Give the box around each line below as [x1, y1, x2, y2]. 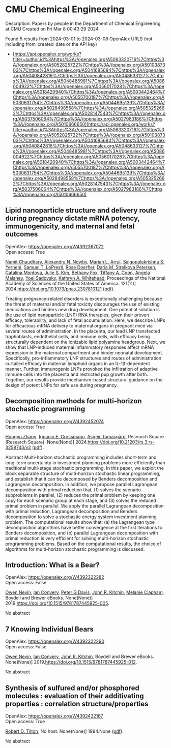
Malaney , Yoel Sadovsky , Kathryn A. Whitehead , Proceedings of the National [5, 275, 166, 281]
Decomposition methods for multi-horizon [5, 397, 142, 405]
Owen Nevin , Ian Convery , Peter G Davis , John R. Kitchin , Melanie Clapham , [5, 589, 164, 595]
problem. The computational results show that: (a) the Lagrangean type [5, 519, 155, 525]
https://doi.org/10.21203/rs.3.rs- [87, 439, 155, 445]
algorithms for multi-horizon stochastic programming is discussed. [5, 546, 145, 552]
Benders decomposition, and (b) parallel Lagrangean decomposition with [5, 530, 158, 536]
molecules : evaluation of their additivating [5, 692, 144, 700]
